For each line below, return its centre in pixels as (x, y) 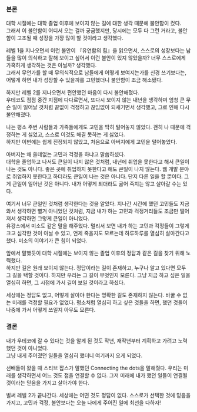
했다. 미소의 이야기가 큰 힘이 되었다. (47, 240)
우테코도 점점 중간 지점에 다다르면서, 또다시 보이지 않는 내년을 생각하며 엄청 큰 (96, 100)
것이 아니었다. (33, 348)
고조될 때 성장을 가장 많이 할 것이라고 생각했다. (70, 38)
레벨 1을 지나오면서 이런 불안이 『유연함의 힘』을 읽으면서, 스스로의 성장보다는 (96, 51)
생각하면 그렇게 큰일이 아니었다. (53, 219)
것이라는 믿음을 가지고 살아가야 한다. (48, 383)
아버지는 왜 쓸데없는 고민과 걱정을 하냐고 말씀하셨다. (66, 154)
